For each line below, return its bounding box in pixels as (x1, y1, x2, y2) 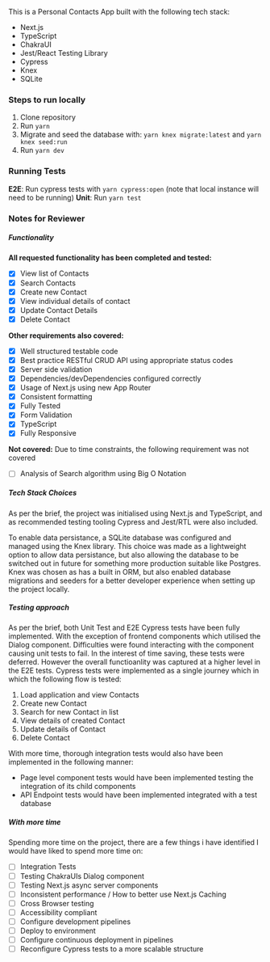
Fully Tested (19, 401, 61, 411)
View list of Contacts (19, 268, 89, 278)
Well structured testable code (19, 346, 118, 356)
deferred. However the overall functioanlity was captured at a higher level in (8, 657, 260, 667)
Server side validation (19, 364, 93, 374)
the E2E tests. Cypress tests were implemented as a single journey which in (8, 666, 260, 676)
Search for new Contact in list (19, 707, 119, 717)
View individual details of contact (19, 296, 131, 306)
